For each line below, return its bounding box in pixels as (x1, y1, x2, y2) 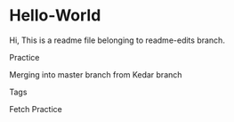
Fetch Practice (9, 103, 62, 114)
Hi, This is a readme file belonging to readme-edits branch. (9, 35, 225, 45)
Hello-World (9, 5, 101, 26)
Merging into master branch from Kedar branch (9, 69, 182, 80)
